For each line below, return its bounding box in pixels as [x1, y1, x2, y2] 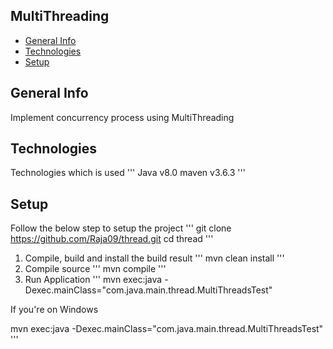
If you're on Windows [10, 304, 99, 316]
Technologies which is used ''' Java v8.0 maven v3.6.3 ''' [10, 167, 246, 179]
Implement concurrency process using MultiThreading [10, 111, 235, 123]
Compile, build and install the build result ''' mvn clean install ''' [24, 252, 285, 264]
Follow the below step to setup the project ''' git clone [10, 222, 232, 234]
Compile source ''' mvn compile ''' [24, 263, 167, 275]
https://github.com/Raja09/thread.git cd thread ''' [10, 233, 214, 245]
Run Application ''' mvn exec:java [24, 274, 163, 286]
